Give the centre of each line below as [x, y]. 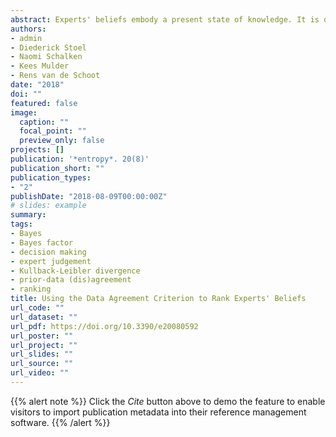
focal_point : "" [53, 131]
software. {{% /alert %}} [60, 422]
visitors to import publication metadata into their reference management [158, 412]
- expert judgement [51, 261]
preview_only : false [62, 141]
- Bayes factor [42, 242]
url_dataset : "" [44, 317]
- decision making [48, 252]
